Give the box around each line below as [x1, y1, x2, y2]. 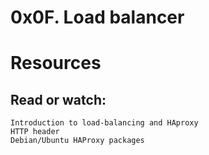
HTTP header [10, 127, 60, 137]
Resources [10, 52, 102, 75]
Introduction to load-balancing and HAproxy [10, 118, 199, 128]
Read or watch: [10, 91, 107, 108]
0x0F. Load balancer [10, 6, 185, 29]
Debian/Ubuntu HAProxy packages [10, 136, 145, 146]
